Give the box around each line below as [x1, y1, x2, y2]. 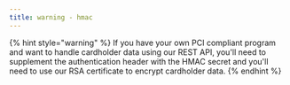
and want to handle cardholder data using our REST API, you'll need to [9, 46, 266, 58]
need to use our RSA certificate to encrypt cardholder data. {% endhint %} [9, 66, 282, 76]
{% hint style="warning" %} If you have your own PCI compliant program [9, 37, 277, 48]
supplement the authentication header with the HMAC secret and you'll [9, 56, 269, 66]
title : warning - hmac [9, 12, 93, 22]
